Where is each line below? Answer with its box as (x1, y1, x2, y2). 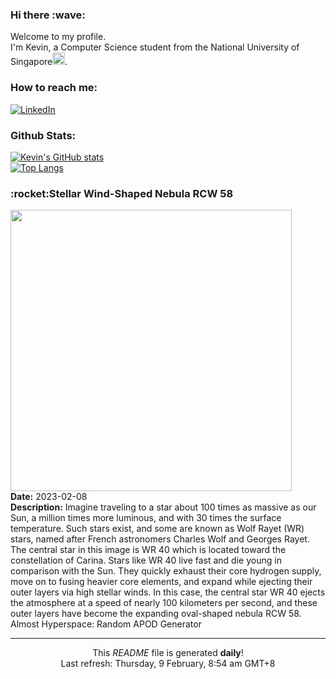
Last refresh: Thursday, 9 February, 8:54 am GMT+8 (60, 658, 276, 670)
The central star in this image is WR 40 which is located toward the (10, 544, 287, 556)
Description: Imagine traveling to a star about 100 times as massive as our (10, 501, 317, 513)
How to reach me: (10, 81, 98, 95)
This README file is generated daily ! (92, 647, 244, 659)
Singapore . (10, 56, 68, 68)
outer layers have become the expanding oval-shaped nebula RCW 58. (10, 608, 302, 620)
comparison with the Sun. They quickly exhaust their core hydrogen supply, (10, 565, 322, 577)
